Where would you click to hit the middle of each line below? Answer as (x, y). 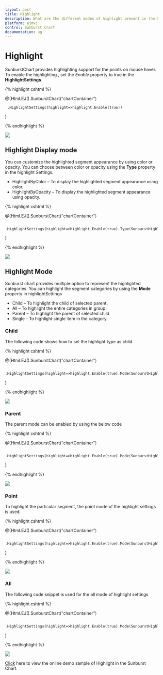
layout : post (18, 9)
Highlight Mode (29, 272)
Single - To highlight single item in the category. (60, 319)
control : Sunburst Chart (30, 28)
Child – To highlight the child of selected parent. (60, 303)
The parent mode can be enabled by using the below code (64, 424)
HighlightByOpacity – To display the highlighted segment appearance (81, 192)
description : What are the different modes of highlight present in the (80, 18)
